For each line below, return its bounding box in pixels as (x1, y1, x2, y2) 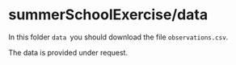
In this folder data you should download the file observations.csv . (8, 32, 229, 42)
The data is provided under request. (8, 47, 128, 57)
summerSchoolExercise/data (8, 6, 209, 24)
